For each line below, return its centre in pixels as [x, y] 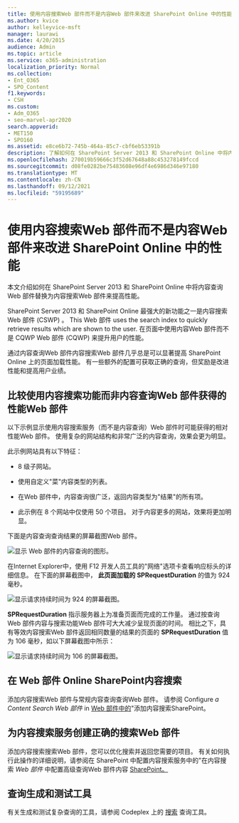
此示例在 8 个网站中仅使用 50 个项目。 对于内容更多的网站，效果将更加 [121, 512]
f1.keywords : [27, 93]
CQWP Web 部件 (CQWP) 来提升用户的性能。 [81, 338]
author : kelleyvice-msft [44, 27]
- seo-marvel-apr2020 [39, 120]
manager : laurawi [33, 34]
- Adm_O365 [23, 113]
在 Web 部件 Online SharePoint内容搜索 [95, 681]
